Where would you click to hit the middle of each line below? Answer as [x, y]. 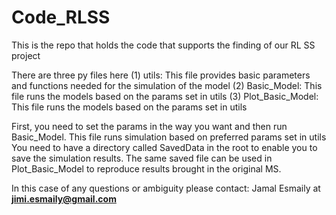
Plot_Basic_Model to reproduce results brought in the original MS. [146, 168]
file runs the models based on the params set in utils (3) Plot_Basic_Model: [165, 96]
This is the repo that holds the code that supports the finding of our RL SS [163, 45]
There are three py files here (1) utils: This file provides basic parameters [161, 75]
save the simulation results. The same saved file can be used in [142, 158]
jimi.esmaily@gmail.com [64, 198]
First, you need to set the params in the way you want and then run [149, 126]
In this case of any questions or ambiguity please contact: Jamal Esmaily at [166, 188]
